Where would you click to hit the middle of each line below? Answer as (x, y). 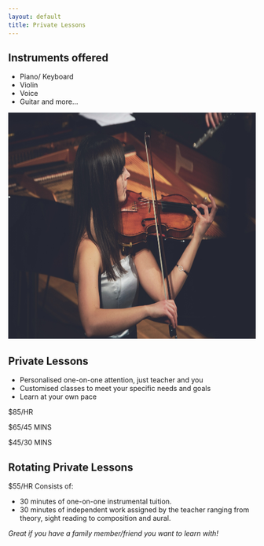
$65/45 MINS (30, 427)
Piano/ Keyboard (46, 77)
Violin (29, 85)
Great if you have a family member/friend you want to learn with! (113, 533)
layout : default (35, 17)
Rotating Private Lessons (71, 467)
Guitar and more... (49, 101)
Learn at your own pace (58, 397)
